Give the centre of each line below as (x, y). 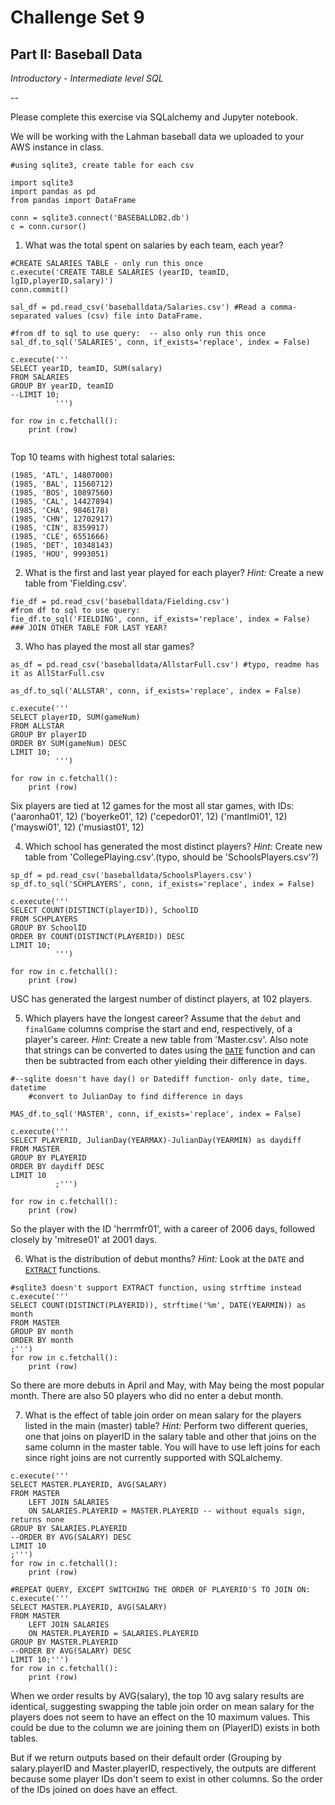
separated (31, 316)
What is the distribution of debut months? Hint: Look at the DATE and (164, 1259)
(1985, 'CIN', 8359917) (60, 528)
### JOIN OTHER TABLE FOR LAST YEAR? (89, 628)
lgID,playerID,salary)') (62, 281)
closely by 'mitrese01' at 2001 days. (84, 1239)
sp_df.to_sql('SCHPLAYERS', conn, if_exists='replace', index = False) (162, 884)
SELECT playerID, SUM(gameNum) (75, 717)
